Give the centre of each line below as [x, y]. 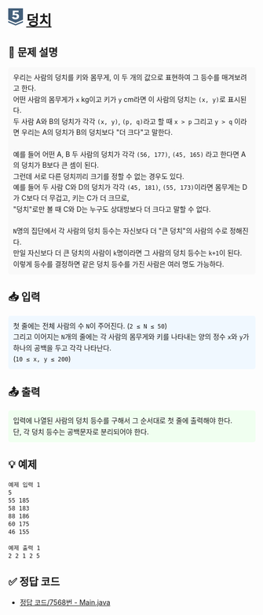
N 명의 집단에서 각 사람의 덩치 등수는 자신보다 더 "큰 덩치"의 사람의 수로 [121, 231]
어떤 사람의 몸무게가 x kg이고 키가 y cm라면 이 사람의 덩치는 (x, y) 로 [119, 99]
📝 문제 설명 [33, 52]
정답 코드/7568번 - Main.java [65, 602]
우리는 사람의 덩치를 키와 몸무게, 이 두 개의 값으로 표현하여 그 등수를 [116, 77]
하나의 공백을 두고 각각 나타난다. [62, 348]
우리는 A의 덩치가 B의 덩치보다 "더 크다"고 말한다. [97, 132]
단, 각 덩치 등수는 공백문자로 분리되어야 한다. [81, 431]
